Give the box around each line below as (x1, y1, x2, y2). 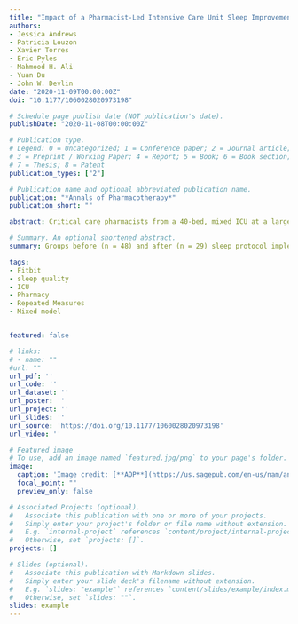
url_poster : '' (9, 397, 66, 406)
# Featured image (9, 446, 74, 454)
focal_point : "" (17, 478, 77, 487)
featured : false (9, 331, 69, 340)
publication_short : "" (9, 201, 93, 210)
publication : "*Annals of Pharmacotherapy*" (9, 193, 176, 202)
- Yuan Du (9, 71, 46, 80)
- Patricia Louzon (9, 37, 77, 47)
